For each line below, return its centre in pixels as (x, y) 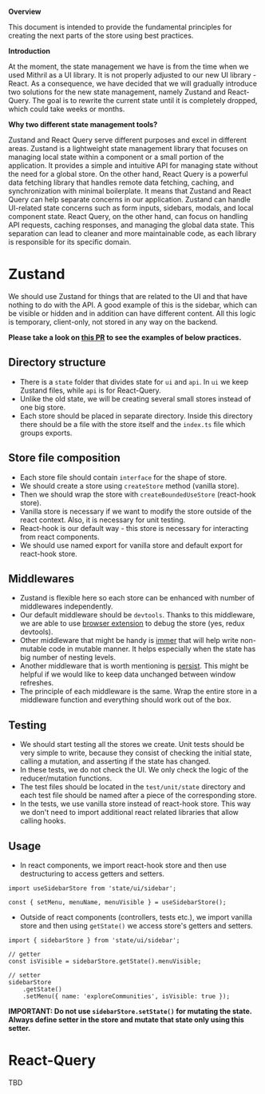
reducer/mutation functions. (66, 778)
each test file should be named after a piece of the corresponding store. (138, 796)
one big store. (43, 407)
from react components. (59, 537)
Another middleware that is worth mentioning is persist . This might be (134, 666)
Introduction (29, 51)
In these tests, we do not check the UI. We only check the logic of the (134, 770)
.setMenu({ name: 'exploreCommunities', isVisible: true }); (126, 996)
